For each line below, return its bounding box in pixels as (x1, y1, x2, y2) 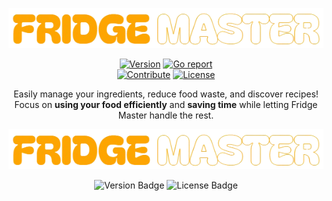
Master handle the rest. (117, 109, 215, 121)
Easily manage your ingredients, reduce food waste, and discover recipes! (13, 88, 319, 100)
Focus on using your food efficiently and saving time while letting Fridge (14, 98, 318, 110)
